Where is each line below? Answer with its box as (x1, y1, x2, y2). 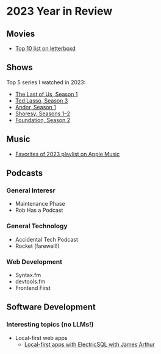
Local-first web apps (15, 334, 68, 341)
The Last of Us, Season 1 (15, 90, 78, 98)
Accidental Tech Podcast (15, 236, 78, 243)
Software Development (6, 302, 96, 312)
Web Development (6, 258, 63, 266)
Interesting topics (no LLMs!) (6, 320, 94, 329)
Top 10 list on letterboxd (15, 45, 76, 52)
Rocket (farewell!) (15, 242, 60, 250)
